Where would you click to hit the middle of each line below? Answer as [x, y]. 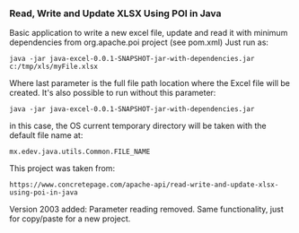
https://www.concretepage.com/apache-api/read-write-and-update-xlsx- [144, 185]
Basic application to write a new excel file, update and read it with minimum [149, 33]
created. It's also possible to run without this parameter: [113, 93]
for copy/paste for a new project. [70, 219]
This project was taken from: [62, 168]
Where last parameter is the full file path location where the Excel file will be [149, 83]
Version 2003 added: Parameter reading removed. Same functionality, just [147, 210]
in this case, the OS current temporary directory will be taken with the [138, 126]
